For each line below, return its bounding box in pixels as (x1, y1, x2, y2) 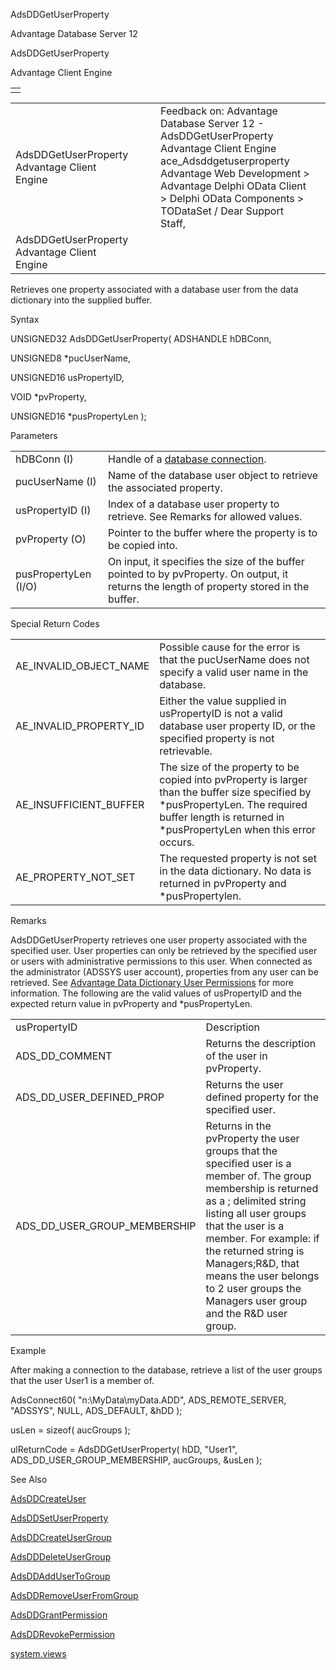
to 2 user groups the (205, 1282, 302, 1295)
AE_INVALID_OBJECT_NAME (15, 659, 150, 673)
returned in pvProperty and (159, 877, 287, 890)
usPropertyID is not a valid (159, 707, 283, 720)
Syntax (10, 314, 40, 325)
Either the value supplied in (159, 694, 287, 708)
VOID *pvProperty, (10, 391, 87, 403)
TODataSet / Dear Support (160, 204, 284, 218)
